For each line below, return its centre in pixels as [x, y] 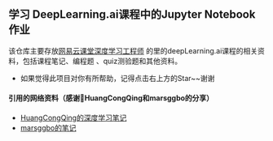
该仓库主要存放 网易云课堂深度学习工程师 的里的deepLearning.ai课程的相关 [133, 50]
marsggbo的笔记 [48, 128]
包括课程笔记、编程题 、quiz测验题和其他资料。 [102, 61]
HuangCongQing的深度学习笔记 [73, 118]
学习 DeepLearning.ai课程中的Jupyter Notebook [132, 15]
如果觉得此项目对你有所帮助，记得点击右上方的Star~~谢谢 [117, 78]
